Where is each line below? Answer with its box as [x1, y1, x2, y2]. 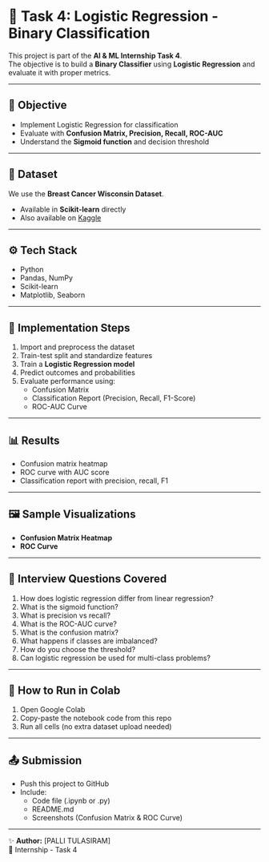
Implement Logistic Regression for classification [19, 119, 179, 129]
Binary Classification [8, 24, 151, 42]
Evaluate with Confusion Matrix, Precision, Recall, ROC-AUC [19, 128, 223, 138]
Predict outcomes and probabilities [19, 368, 136, 377]
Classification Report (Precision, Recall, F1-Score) [31, 393, 196, 403]
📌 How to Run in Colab [8, 684, 121, 698]
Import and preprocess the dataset [19, 342, 135, 352]
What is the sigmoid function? [19, 602, 118, 611]
